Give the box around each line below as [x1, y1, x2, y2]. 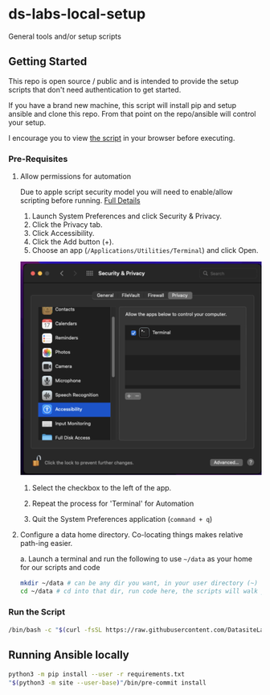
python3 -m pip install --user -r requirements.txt [8, 670, 185, 679]
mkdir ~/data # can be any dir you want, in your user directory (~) [19, 579, 259, 587]
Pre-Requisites [8, 153, 68, 164]
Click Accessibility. [31, 229, 95, 238]
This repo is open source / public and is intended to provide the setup [8, 76, 239, 85]
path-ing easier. [19, 538, 73, 548]
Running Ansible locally [8, 647, 130, 661]
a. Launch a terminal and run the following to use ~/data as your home [19, 553, 253, 564]
